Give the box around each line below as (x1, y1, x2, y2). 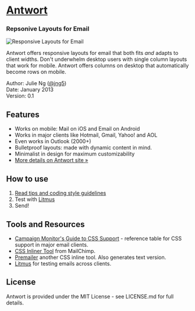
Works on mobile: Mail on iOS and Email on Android (14, 125, 140, 132)
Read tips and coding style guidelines (14, 190, 106, 197)
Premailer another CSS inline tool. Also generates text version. (14, 254, 167, 261)
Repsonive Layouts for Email (6, 25, 90, 33)
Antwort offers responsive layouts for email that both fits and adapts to (6, 50, 178, 57)
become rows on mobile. (6, 69, 67, 76)
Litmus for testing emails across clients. (14, 260, 112, 267)
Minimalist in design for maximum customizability (14, 150, 135, 157)
